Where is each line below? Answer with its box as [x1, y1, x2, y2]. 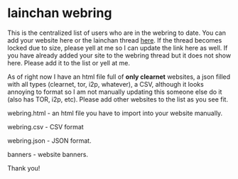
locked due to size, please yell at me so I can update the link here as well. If [7, 43, 228, 52]
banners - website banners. [7, 150, 89, 158]
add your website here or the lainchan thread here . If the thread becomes [7, 36, 222, 44]
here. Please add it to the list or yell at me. [7, 58, 130, 67]
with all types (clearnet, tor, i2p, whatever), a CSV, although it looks [7, 80, 204, 88]
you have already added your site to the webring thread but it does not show [7, 51, 232, 60]
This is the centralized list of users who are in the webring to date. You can [7, 28, 226, 37]
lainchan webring [7, 5, 112, 21]
